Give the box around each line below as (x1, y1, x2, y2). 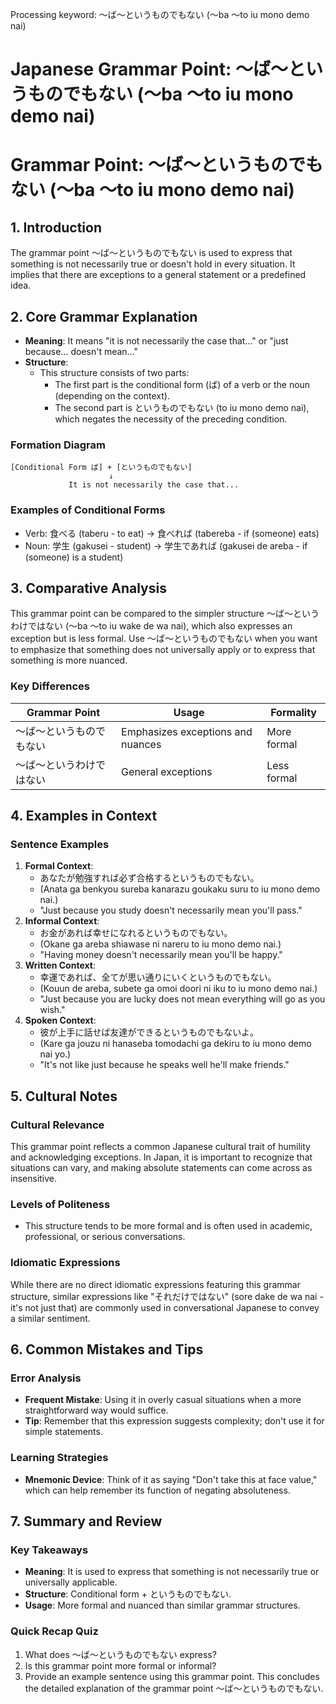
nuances (121, 737, 162, 751)
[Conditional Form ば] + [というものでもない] (10, 463, 193, 473)
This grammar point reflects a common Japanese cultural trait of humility (10, 1141, 311, 1153)
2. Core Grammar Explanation (10, 308, 198, 325)
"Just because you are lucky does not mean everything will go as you (39, 993, 326, 1005)
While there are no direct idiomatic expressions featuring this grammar (10, 1278, 301, 1290)
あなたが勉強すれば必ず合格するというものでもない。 (39, 872, 260, 884)
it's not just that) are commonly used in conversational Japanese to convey (10, 1301, 320, 1313)
